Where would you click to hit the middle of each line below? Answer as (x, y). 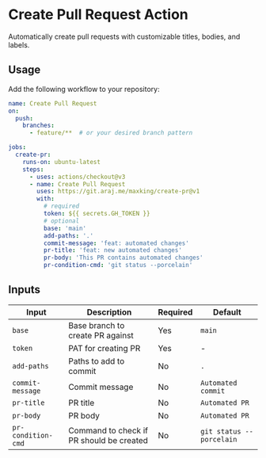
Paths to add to (97, 361)
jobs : (17, 147)
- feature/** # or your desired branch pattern (111, 133)
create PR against (101, 335)
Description (109, 312)
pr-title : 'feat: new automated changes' (112, 250)
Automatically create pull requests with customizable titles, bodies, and (124, 36)
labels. (19, 44)
